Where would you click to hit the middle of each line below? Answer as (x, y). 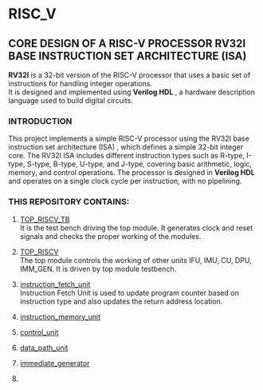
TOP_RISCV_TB (45, 219)
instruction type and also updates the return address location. (121, 301)
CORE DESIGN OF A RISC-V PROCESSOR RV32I (127, 44)
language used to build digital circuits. (71, 100)
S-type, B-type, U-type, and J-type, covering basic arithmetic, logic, (139, 164)
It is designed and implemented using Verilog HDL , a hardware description (131, 92)
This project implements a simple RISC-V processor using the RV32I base (129, 139)
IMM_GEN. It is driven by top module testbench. (98, 269)
